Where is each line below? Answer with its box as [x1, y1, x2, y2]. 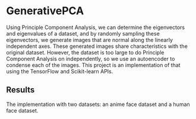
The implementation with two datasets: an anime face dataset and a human [6, 101, 190, 108]
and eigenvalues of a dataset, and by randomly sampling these [6, 30, 160, 37]
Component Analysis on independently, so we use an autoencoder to [6, 55, 175, 62]
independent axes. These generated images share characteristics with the [6, 43, 188, 50]
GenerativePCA [6, 4, 84, 18]
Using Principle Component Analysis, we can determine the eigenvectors [6, 24, 185, 31]
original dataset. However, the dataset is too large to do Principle [6, 49, 165, 56]
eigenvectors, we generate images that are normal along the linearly [6, 36, 173, 43]
